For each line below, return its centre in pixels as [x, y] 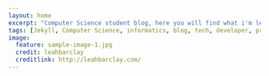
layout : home [30, 15]
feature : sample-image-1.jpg [64, 45]
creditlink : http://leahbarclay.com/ [78, 60]
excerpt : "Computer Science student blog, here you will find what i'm [130, 23]
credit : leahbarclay [50, 52]
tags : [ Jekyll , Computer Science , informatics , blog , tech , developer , [130, 30]
